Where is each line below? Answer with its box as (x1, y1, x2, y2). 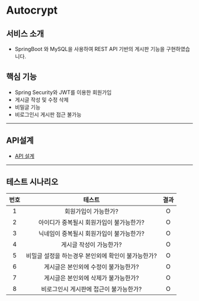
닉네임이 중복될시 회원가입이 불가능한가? (38, 229, 145, 238)
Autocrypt (6, 4, 58, 17)
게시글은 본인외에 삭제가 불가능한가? (43, 274, 139, 282)
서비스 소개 (6, 28, 44, 39)
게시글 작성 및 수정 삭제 (14, 96, 69, 103)
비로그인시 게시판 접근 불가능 (14, 111, 82, 118)
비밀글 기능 (14, 103, 41, 110)
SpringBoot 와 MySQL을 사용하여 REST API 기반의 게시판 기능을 (14, 46, 165, 52)
